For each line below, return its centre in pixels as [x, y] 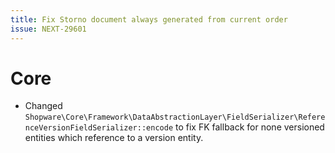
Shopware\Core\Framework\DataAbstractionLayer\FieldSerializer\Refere [175, 117]
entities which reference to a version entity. [114, 138]
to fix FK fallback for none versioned [249, 127]
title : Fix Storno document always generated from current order [149, 19]
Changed [43, 106]
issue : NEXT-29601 [48, 29]
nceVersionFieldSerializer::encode [99, 128]
